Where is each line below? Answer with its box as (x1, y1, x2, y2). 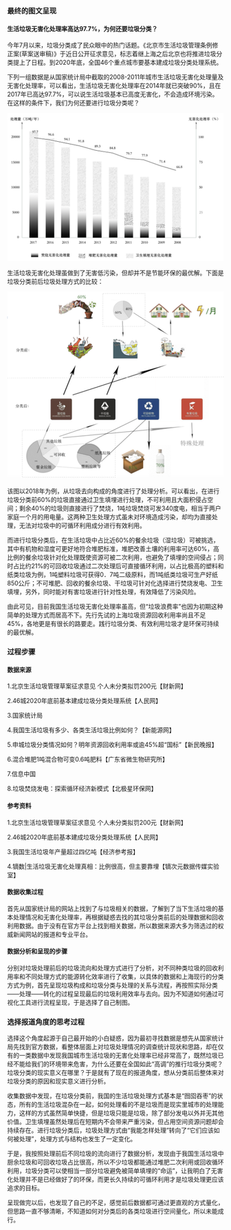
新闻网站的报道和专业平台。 (12, 930, 91, 938)
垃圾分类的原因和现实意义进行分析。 (7, 1077, 110, 1085)
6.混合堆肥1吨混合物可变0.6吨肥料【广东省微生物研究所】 (7, 755, 168, 764)
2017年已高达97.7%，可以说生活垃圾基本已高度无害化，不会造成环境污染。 (7, 90, 219, 98)
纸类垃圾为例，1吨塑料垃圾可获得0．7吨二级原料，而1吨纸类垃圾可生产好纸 (7, 570, 219, 579)
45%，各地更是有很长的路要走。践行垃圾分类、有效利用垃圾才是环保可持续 (7, 620, 220, 628)
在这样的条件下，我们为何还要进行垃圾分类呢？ (7, 98, 140, 107)
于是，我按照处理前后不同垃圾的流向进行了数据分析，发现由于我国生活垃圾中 (7, 1149, 224, 1158)
